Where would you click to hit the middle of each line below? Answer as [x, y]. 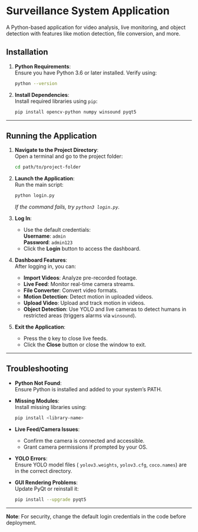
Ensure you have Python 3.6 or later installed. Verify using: [86, 73]
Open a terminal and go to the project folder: [69, 156]
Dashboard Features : [41, 260]
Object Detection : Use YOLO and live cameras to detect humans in [105, 309]
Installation [27, 52]
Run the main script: [39, 185]
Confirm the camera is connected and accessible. [84, 440]
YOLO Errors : [31, 458]
